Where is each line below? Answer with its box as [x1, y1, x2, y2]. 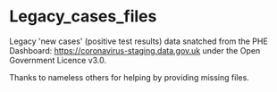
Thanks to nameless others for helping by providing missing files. [9, 71, 250, 82]
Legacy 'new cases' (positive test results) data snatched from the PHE [9, 36, 268, 46]
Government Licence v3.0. [9, 54, 107, 65]
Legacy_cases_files [9, 6, 157, 27]
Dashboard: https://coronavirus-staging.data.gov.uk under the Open [9, 45, 261, 55]
